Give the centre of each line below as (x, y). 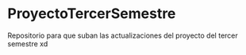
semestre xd (28, 43)
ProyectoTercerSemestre (92, 14)
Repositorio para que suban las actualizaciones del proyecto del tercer (123, 35)
